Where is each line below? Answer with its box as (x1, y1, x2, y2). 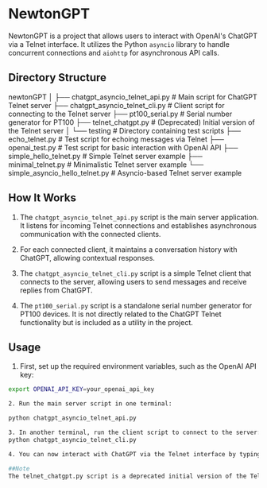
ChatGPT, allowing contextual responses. (19, 253, 155, 262)
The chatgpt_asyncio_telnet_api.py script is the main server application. (19, 212, 259, 222)
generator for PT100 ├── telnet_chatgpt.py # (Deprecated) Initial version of (8, 117, 256, 127)
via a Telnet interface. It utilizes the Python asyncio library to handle (8, 39, 230, 48)
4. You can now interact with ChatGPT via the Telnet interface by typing (8, 450, 261, 458)
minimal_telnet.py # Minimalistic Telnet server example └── (8, 160, 204, 169)
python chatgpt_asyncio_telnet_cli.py (8, 436, 137, 443)
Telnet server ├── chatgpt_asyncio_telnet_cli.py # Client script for (8, 100, 225, 110)
